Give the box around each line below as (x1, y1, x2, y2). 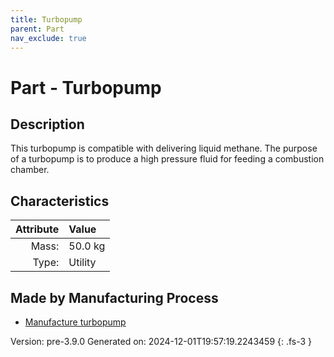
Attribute (15, 222, 60, 236)
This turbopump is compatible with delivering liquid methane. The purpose (10, 142, 318, 155)
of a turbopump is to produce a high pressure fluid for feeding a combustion (10, 153, 325, 165)
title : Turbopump (10, 14, 83, 25)
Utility (68, 256, 97, 270)
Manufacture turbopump (24, 316, 127, 328)
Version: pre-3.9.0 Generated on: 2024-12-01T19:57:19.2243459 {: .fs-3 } (10, 336, 313, 347)
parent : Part (10, 24, 65, 34)
